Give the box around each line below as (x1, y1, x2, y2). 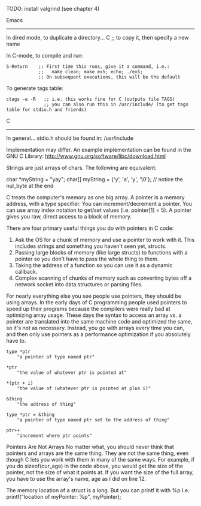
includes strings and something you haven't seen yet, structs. (14, 242, 167, 250)
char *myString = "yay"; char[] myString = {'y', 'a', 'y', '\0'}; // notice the (6, 176, 184, 182)
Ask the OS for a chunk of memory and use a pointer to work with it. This (14, 236, 195, 243)
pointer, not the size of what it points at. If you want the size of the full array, (6, 469, 194, 476)
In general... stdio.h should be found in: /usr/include (6, 134, 133, 142)
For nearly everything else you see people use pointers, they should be (6, 292, 182, 300)
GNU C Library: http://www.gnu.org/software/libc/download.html (6, 152, 166, 160)
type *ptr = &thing (6, 412, 55, 418)
